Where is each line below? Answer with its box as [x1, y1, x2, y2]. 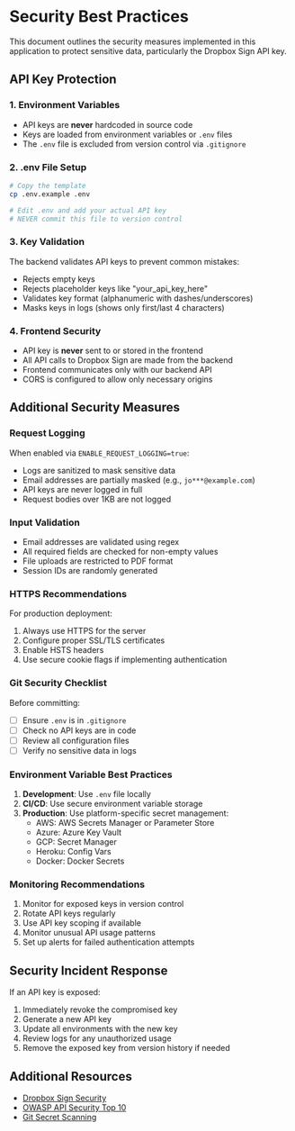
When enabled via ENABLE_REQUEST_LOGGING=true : [9, 448, 190, 458]
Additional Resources [9, 1069, 132, 1084]
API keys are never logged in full [22, 484, 143, 494]
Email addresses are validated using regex [22, 537, 180, 547]
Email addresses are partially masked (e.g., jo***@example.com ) [22, 475, 256, 485]
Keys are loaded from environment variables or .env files [22, 129, 233, 140]
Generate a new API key [22, 1014, 112, 1025]
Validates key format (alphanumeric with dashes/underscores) [22, 293, 254, 303]
